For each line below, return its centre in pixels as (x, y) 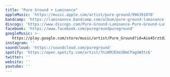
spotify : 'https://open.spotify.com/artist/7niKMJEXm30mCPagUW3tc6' (79, 52)
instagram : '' (20, 43)
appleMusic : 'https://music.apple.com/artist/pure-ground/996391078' (80, 15)
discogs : (14, 24)
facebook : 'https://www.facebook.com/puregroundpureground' (70, 29)
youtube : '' (18, 66)
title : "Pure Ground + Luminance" (42, 10)
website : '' (18, 62)
